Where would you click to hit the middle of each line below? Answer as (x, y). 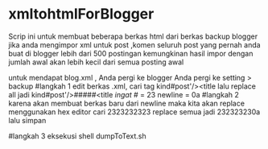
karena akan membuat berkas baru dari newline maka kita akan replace (127, 103)
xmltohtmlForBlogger (81, 14)
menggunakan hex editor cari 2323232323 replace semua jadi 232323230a (134, 112)
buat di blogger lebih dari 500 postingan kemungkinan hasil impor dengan (131, 53)
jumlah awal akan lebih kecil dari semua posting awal (96, 62)
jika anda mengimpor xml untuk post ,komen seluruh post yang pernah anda (134, 44)
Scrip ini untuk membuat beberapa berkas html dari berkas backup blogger (133, 36)
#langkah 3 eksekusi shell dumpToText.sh (77, 136)
